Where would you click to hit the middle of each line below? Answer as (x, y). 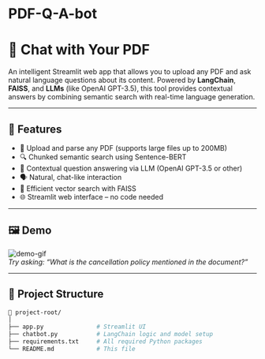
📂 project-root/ (35, 312)
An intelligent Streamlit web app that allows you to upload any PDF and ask (130, 72)
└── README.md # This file (72, 349)
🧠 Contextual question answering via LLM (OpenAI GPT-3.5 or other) (131, 168)
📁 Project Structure (56, 294)
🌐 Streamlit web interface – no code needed (91, 196)
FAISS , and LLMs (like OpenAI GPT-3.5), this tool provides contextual (120, 88)
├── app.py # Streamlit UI (77, 327)
